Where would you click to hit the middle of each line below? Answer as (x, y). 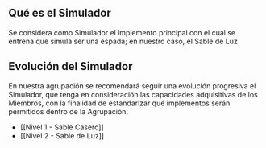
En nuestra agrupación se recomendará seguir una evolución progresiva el (132, 86)
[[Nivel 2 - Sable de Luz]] (62, 135)
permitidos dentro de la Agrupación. (69, 111)
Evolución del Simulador (71, 66)
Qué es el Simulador (60, 13)
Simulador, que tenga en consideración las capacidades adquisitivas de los (133, 94)
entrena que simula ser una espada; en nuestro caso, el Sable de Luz (123, 41)
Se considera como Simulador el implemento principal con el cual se (122, 32)
